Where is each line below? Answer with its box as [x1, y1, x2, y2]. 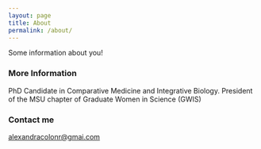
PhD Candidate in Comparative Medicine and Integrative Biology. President [8, 86, 253, 95]
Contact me [8, 114, 55, 125]
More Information [8, 68, 77, 79]
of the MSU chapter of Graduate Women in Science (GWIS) [8, 94, 202, 104]
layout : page [8, 11, 52, 20]
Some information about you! [8, 48, 103, 58]
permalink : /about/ [8, 26, 73, 34]
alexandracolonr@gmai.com [8, 132, 101, 141]
